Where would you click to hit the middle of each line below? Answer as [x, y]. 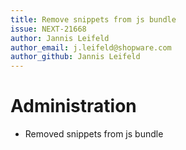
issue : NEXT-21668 [48, 29]
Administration [73, 106]
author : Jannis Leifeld [60, 38]
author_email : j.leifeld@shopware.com [91, 47]
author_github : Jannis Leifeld [75, 57]
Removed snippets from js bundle [94, 134]
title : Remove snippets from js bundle [93, 19]
